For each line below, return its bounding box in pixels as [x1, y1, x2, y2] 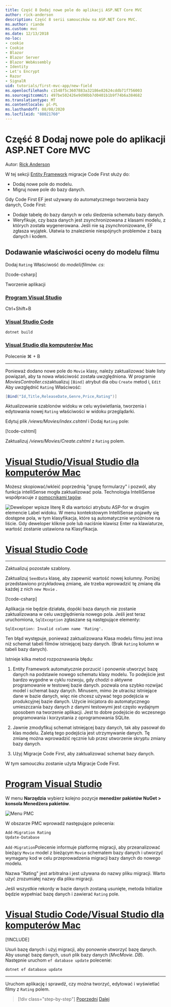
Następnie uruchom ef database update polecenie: [5, 957, 112, 963]
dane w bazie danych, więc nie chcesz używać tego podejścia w [12, 693, 149, 699]
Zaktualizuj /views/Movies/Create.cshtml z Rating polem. [5, 438, 125, 444]
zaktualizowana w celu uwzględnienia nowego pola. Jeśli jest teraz [5, 611, 146, 617]
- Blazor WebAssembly [5, 60, 51, 65]
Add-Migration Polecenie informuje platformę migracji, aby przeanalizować [5, 844, 160, 850]
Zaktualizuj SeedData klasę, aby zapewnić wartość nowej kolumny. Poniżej [5, 575, 160, 581]
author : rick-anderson [5, 12, 53, 17]
